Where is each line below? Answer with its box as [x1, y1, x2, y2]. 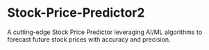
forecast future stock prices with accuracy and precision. [7, 35, 172, 43]
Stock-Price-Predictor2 [7, 5, 145, 21]
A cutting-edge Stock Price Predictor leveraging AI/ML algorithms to [7, 28, 203, 36]
